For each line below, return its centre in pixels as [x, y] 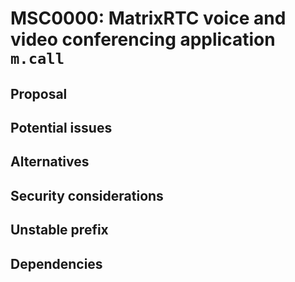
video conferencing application [143, 39]
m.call [37, 59]
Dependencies [56, 263]
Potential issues [61, 127]
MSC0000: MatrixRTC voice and [148, 18]
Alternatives [50, 162]
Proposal [39, 93]
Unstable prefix [59, 230]
